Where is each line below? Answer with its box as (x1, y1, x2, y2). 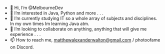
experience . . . (9, 31, 41, 37)
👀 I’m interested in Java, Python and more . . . (9, 10, 103, 16)
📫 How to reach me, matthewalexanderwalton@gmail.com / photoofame (9, 37, 160, 42)
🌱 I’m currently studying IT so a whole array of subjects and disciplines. (9, 15, 157, 21)
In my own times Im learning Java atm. (9, 20, 89, 26)
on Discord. (9, 44, 34, 50)
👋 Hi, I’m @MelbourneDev (9, 5, 63, 10)
